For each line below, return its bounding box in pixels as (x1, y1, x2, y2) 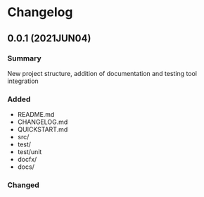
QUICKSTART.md (17, 125, 68, 134)
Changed (7, 180, 40, 190)
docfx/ (17, 155, 37, 164)
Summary (7, 53, 42, 63)
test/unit (17, 148, 42, 156)
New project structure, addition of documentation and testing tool (7, 69, 198, 77)
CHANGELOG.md (17, 117, 68, 127)
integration (7, 77, 39, 85)
